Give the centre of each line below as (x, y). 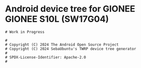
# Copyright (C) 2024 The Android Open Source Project (62, 44)
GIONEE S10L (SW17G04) (57, 19)
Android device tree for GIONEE (70, 9)
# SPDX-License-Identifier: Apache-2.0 (46, 57)
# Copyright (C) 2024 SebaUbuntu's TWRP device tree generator (71, 49)
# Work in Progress (25, 32)
